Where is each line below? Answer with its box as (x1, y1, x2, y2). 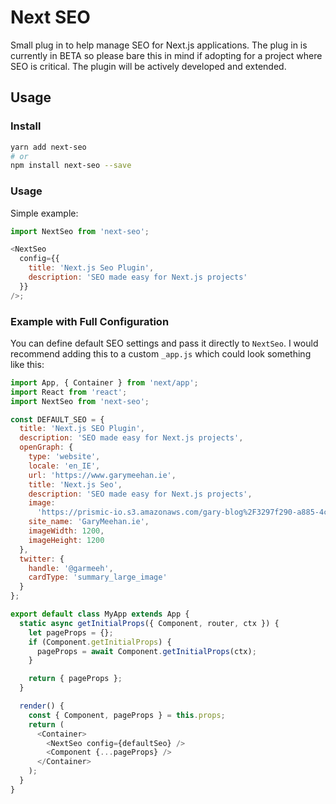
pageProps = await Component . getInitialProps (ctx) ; (36, 646, 257, 656)
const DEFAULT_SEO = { (10, 414, 105, 425)
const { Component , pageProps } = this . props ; (28, 710, 226, 720)
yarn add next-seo (10, 142, 87, 152)
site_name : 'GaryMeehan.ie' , (28, 517, 150, 527)
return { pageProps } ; (28, 674, 123, 684)
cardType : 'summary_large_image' (28, 572, 168, 583)
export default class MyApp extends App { (10, 609, 190, 620)
